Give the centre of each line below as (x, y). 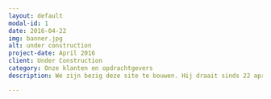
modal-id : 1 (28, 23)
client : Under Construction (56, 61)
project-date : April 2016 (52, 53)
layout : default (35, 16)
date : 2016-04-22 (38, 31)
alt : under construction (50, 46)
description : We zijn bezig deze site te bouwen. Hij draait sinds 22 (129, 76)
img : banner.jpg (35, 38)
